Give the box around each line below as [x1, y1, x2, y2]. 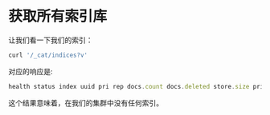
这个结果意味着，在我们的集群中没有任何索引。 [8, 97, 163, 108]
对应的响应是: [8, 66, 54, 76]
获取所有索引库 [8, 7, 108, 26]
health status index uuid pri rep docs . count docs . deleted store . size [8, 82, 250, 90]
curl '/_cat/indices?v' [8, 51, 88, 59]
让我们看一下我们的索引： [8, 35, 93, 45]
